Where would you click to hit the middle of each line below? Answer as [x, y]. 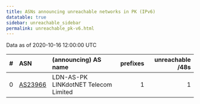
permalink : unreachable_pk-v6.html [50, 28]
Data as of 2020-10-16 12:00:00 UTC [51, 45]
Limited [62, 92]
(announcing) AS [77, 60]
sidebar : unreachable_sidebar [44, 23]
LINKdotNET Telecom [82, 85]
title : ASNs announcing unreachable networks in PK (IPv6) [81, 12]
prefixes [132, 64]
